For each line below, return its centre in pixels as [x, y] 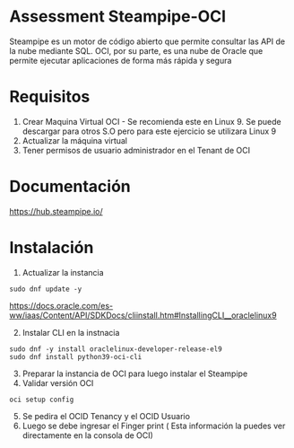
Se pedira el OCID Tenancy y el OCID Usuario [106, 416]
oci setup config [42, 400]
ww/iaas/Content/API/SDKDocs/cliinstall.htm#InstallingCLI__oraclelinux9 [143, 315]
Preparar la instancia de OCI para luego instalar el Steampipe [135, 373]
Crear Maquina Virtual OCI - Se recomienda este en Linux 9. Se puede [152, 121]
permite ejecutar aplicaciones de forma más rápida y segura [121, 60]
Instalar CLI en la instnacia [71, 332]
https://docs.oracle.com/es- [61, 305]
